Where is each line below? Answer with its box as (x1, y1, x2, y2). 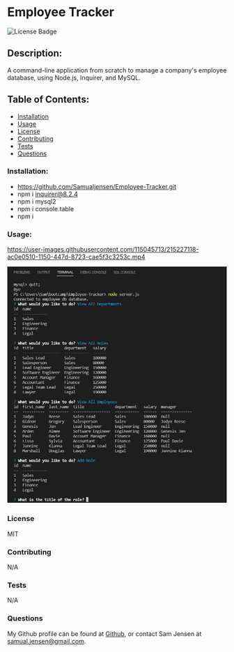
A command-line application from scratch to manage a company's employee (7, 66, 227, 74)
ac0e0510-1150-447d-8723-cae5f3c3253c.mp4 (7, 252, 146, 261)
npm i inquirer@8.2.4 (17, 190, 79, 198)
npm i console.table (17, 204, 75, 213)
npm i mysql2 (17, 197, 56, 206)
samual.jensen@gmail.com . (7, 637, 86, 645)
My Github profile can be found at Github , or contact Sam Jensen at (7, 629, 202, 638)
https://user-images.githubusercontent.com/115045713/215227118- (7, 245, 199, 254)
